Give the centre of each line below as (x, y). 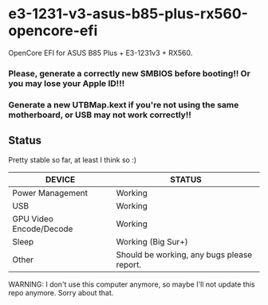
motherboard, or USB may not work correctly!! (100, 115)
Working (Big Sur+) (152, 241)
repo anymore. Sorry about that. (61, 292)
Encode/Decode (43, 229)
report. (129, 264)
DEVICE (60, 179)
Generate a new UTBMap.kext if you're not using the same (124, 104)
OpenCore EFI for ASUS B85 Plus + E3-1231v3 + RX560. (100, 53)
